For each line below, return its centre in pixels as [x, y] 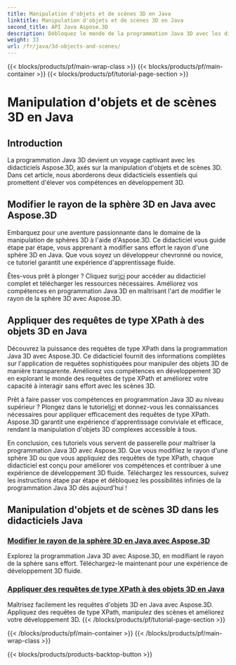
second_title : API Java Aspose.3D [58, 27]
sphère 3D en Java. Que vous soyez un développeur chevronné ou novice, [115, 254]
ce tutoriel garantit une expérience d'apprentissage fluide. [91, 262]
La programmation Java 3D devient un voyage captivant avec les [101, 160]
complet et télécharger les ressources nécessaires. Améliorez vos [103, 283]
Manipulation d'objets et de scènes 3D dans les [113, 510]
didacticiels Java [45, 521]
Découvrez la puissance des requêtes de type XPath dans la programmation [118, 348]
